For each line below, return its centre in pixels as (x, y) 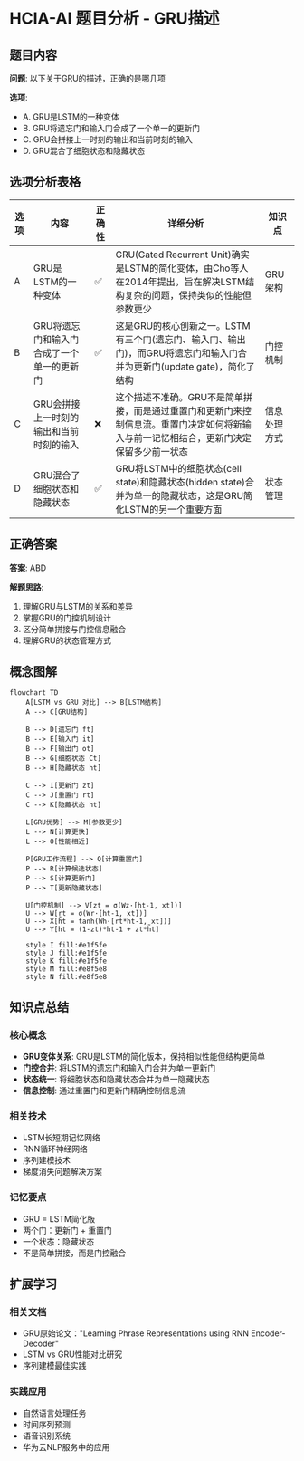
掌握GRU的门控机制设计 (66, 618)
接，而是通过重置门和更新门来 (179, 410)
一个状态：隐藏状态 (58, 1241)
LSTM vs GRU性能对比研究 (72, 1354)
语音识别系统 (46, 1436)
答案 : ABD (28, 568)
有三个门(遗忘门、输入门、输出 (180, 339)
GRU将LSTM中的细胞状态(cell (179, 468)
